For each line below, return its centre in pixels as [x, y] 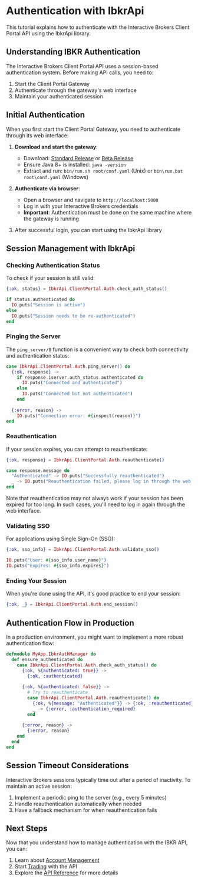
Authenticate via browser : [47, 188]
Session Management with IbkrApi [71, 248]
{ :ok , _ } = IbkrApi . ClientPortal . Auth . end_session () [72, 604]
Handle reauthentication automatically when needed [78, 804]
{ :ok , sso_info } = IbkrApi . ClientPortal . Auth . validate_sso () [83, 550]
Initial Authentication [46, 115]
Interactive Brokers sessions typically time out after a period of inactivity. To [98, 779]
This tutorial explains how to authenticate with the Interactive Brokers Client [98, 27]
